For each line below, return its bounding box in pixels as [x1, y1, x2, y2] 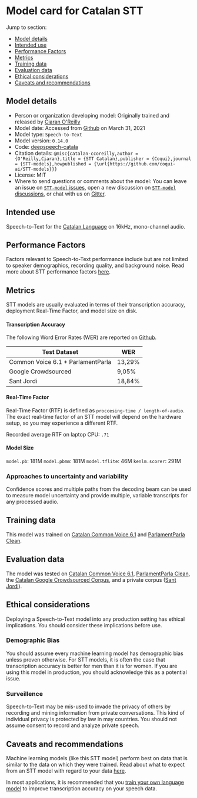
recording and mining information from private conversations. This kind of [6, 709, 185, 716]
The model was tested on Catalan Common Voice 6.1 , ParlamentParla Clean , [6, 570, 191, 577]
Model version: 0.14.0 [14, 137, 69, 144]
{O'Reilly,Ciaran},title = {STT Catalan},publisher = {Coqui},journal [14, 155, 192, 162]
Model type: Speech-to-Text [14, 131, 82, 138]
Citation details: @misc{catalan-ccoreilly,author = [14, 149, 138, 157]
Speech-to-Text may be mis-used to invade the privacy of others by [6, 703, 171, 710]
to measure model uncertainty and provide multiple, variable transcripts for [6, 492, 188, 499]
